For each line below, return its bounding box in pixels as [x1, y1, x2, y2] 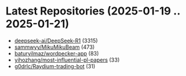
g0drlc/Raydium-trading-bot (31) [14, 62, 96, 70]
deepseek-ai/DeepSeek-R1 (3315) [14, 37, 98, 44]
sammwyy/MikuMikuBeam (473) [14, 43, 95, 51]
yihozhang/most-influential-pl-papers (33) [14, 56, 120, 63]
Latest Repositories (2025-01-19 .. [5, 4, 181, 18]
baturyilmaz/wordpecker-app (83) [14, 49, 99, 57]
